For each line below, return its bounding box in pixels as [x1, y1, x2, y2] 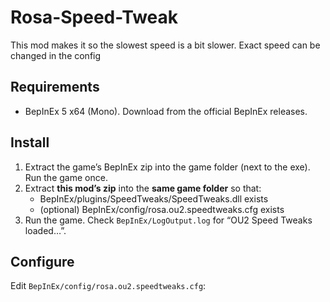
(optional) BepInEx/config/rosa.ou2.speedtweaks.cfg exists [39, 203, 285, 215]
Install [10, 134, 50, 151]
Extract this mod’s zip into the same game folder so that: [24, 182, 262, 194]
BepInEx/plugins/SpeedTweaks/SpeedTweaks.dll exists [39, 192, 269, 205]
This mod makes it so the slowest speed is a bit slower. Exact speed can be [10, 39, 321, 51]
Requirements [10, 79, 100, 96]
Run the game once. [24, 171, 108, 183]
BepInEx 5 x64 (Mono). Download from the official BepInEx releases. [24, 105, 308, 117]
